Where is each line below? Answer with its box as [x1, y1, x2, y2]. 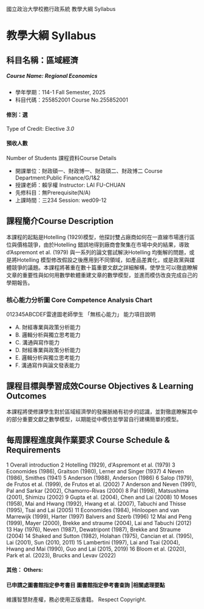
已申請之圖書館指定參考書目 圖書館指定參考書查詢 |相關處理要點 [6, 581, 165, 588]
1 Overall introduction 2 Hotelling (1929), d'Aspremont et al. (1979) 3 [6, 461, 175, 468]
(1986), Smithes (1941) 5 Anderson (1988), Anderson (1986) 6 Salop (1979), [6, 474, 194, 481]
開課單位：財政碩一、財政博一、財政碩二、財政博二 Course [15, 167, 163, 175]
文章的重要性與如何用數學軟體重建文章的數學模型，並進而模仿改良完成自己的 [6, 271, 198, 279]
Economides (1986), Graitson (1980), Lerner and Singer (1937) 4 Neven [6, 467, 184, 475]
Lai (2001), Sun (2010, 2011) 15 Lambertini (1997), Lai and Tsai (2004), [6, 538, 180, 546]
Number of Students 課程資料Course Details [6, 154, 117, 161]
